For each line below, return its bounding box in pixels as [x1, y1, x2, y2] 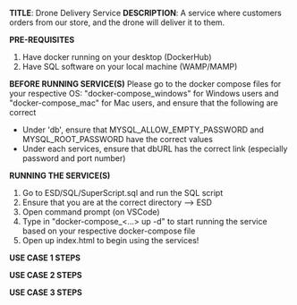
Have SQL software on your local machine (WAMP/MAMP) [21, 62, 238, 72]
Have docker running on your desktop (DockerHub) [21, 52, 212, 62]
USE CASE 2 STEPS [9, 270, 82, 280]
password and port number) [21, 153, 126, 164]
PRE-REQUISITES [9, 35, 75, 45]
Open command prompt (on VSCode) [21, 207, 160, 217]
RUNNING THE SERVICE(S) [9, 170, 111, 181]
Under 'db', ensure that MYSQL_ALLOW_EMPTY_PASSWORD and [21, 124, 264, 135]
